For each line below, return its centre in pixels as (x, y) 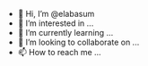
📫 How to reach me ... (59, 52)
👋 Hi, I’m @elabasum (56, 14)
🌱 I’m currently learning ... (65, 33)
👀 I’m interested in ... (56, 23)
